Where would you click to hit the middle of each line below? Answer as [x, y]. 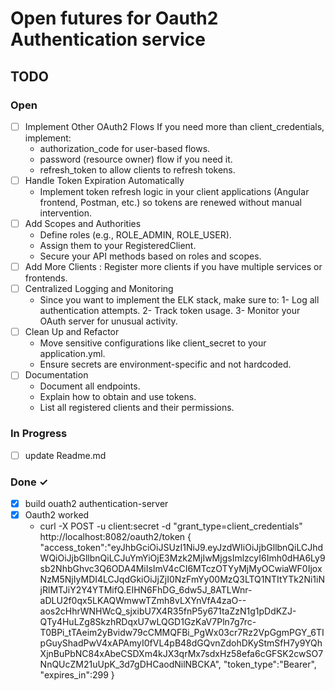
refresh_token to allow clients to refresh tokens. [137, 169]
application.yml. [72, 354]
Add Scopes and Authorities [83, 223]
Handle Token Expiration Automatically [104, 180]
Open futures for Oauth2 [114, 18]
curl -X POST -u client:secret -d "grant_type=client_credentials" [171, 526]
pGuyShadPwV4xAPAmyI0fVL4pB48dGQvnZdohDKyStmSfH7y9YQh [181, 643]
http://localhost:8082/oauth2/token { [115, 537]
